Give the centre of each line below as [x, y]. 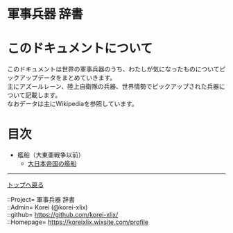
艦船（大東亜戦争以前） [51, 155]
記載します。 [43, 95]
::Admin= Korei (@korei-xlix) [48, 207]
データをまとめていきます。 [77, 78]
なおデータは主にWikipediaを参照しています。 [72, 104]
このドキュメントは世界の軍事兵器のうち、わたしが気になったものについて [113, 69]
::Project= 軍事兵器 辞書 [41, 200]
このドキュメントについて [80, 49]
